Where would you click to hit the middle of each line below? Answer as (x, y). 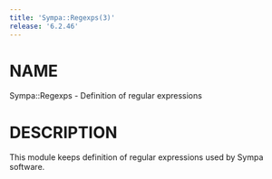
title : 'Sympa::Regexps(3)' (63, 18)
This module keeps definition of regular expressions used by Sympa (136, 157)
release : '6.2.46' (44, 26)
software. (27, 167)
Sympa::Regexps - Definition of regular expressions (106, 96)
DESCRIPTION (63, 132)
